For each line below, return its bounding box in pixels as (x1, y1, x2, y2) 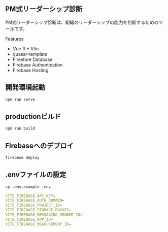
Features (5, 36, 24, 42)
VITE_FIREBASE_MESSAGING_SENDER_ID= (5, 212, 83, 217)
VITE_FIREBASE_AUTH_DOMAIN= (5, 198, 65, 203)
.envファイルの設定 (5, 171, 66, 179)
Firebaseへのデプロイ (5, 141, 74, 150)
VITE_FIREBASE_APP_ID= (5, 217, 53, 222)
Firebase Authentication (12, 61, 63, 68)
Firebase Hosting (12, 67, 49, 73)
